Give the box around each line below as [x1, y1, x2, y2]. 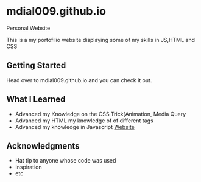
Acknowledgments [6, 141, 80, 151]
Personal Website [6, 24, 51, 32]
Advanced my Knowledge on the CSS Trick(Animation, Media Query [15, 110, 186, 117]
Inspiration [15, 163, 42, 171]
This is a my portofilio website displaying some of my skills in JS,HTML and [6, 36, 196, 43]
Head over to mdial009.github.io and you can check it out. [6, 76, 152, 83]
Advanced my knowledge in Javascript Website [15, 123, 135, 130]
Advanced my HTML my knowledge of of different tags [15, 117, 153, 124]
